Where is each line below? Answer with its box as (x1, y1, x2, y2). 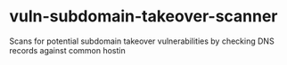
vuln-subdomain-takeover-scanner (9, 6, 278, 27)
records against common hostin (9, 45, 127, 55)
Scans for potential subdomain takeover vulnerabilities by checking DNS (9, 36, 275, 46)
